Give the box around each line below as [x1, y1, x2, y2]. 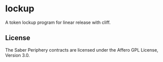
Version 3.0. [5, 52, 30, 58]
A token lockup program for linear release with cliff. [5, 19, 111, 25]
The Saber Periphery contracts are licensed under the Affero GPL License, [5, 47, 158, 53]
